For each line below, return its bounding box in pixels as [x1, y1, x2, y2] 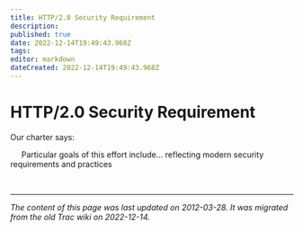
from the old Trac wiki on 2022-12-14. [10, 211, 151, 222]
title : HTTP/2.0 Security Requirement [10, 13, 156, 22]
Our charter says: [10, 131, 75, 142]
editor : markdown [10, 55, 76, 64]
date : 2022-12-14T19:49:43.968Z [10, 38, 131, 48]
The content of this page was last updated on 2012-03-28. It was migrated [10, 201, 289, 212]
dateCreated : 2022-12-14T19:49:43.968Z [10, 64, 160, 73]
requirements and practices [10, 158, 112, 169]
